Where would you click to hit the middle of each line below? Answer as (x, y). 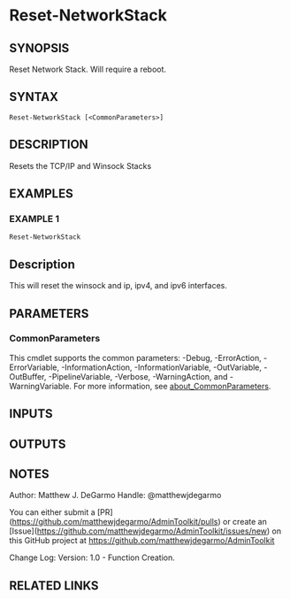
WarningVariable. (41, 386)
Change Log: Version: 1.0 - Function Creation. (92, 557)
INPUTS (31, 414)
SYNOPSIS (39, 48)
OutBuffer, (28, 376)
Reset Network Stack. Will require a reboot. (88, 69)
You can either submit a (52, 512)
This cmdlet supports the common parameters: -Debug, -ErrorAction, (136, 357)
